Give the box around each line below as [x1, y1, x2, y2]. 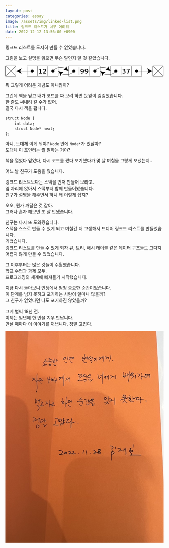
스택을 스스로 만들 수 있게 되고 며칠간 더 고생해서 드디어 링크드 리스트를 [5, 226, 145, 231]
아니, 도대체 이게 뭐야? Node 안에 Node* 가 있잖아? [5, 141, 101, 146]
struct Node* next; [14, 126, 55, 131]
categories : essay [5, 13, 44, 19]
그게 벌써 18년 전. [5, 308, 39, 314]
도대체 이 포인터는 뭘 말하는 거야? [5, 147, 71, 153]
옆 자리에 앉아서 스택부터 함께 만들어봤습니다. [5, 186, 94, 191]
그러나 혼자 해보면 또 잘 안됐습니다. [5, 209, 74, 214]
